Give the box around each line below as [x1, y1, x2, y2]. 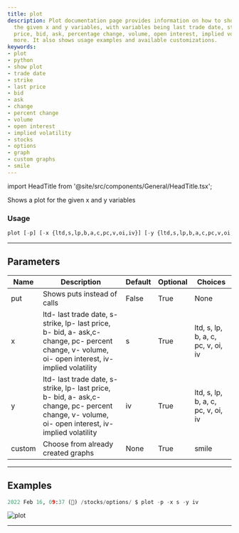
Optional [157, 276, 188, 286]
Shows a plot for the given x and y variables [7, 195, 136, 204]
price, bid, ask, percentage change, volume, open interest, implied [14, 30, 224, 38]
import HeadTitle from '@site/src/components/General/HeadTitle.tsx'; [7, 182, 213, 190]
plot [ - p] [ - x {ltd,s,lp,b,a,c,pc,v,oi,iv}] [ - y [7, 230, 154, 237]
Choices [196, 276, 226, 286]
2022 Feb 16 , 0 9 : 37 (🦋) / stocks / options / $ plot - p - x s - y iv [7, 498, 199, 505]
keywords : [7, 43, 37, 50]
